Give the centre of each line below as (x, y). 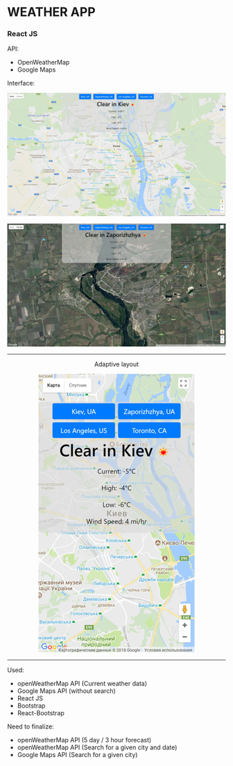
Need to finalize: (31, 726)
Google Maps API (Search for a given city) (77, 755)
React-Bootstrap (41, 713)
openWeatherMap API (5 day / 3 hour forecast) (84, 740)
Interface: (21, 83)
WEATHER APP (51, 12)
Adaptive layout (116, 364)
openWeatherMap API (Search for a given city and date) (97, 747)
